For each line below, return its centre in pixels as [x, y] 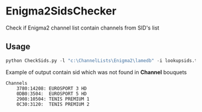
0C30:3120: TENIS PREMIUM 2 [53, 104]
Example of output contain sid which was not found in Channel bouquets [96, 72]
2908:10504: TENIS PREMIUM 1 [53, 99]
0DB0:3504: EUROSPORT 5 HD [52, 94]
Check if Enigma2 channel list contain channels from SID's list [83, 28]
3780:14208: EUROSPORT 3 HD [52, 89]
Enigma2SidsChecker [61, 11]
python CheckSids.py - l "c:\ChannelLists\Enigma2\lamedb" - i [84, 61]
